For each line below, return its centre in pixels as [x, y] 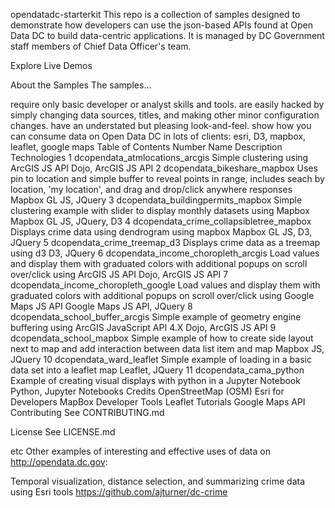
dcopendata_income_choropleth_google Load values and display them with [165, 285]
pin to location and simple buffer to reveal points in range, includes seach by [167, 178]
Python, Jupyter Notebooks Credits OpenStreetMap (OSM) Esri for [147, 391]
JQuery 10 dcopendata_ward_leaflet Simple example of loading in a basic [161, 359]
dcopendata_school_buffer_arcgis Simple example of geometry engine [156, 317]
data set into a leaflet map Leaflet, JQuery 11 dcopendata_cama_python [157, 370]
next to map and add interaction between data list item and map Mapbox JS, [167, 348]
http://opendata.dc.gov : [59, 462]
